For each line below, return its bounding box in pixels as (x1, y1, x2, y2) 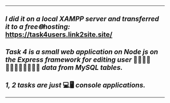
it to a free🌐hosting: (5, 23, 70, 31)
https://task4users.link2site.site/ (5, 31, 113, 39)
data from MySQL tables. (41, 63, 123, 72)
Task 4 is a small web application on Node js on (5, 47, 158, 56)
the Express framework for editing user (5, 55, 132, 64)
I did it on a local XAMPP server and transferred (5, 15, 159, 23)
